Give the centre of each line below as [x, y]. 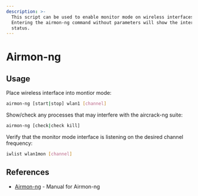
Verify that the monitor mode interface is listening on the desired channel [95, 137]
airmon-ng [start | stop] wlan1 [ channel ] [57, 104]
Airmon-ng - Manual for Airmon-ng [57, 187]
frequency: [19, 143]
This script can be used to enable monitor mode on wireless [88, 17]
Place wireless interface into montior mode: [59, 93]
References [28, 172]
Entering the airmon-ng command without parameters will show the [95, 22]
